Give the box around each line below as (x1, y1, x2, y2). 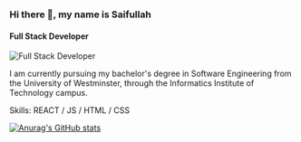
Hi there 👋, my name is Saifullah (9, 8, 151, 21)
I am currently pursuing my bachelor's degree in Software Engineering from (9, 68, 292, 80)
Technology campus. (9, 88, 88, 99)
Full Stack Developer (9, 31, 89, 42)
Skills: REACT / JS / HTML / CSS (9, 105, 130, 116)
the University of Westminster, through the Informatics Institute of (9, 78, 255, 89)
